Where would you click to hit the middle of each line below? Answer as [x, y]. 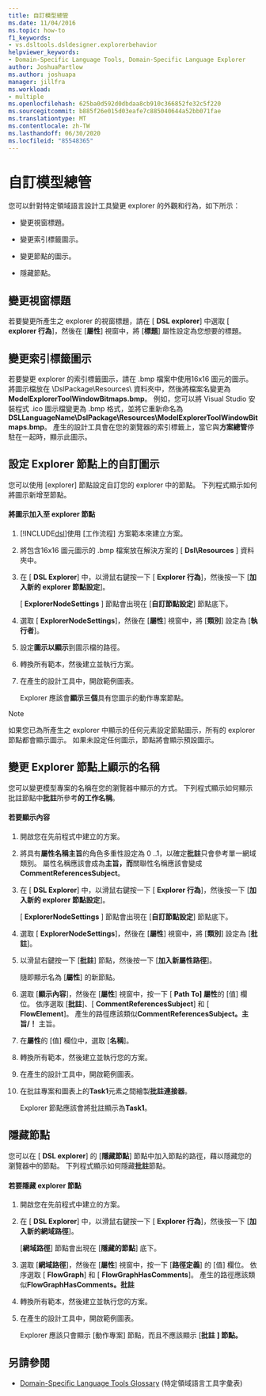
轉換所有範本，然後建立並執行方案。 [79, 664]
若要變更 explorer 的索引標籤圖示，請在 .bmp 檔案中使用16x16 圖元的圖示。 [131, 379]
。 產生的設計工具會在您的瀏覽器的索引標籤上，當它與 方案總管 [146, 427]
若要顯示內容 [29, 818]
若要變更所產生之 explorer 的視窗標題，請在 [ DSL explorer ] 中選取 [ [119, 321]
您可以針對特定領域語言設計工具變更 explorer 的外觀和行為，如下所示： [124, 206]
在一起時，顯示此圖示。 [53, 437]
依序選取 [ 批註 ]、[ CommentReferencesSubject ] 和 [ [122, 1004]
